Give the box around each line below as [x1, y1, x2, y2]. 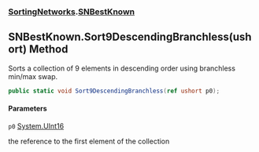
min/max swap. [8, 71, 57, 81]
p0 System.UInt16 [8, 121, 65, 131]
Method [28, 42, 68, 56]
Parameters [8, 104, 47, 114]
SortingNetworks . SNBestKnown [8, 6, 135, 17]
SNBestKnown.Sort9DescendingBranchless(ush [8, 31, 252, 44]
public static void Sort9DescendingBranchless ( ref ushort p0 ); [8, 87, 220, 95]
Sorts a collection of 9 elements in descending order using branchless [8, 63, 236, 73]
